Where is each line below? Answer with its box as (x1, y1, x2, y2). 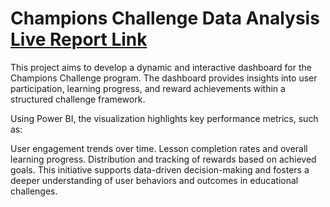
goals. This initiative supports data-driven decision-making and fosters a (10, 163, 310, 176)
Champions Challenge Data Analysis (10, 7, 320, 30)
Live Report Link (10, 28, 148, 51)
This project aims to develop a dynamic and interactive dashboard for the (10, 61, 312, 73)
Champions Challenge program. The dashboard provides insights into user (10, 72, 318, 84)
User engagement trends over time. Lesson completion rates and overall (10, 142, 308, 154)
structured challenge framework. (10, 93, 146, 105)
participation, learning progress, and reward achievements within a (10, 82, 286, 94)
